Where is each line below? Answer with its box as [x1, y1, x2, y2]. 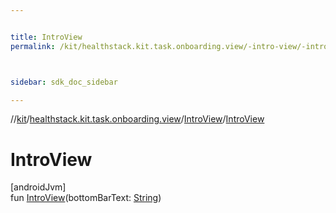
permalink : [10, 41, 56, 51]
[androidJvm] [10, 181, 67, 193]
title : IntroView [10, 32, 83, 42]
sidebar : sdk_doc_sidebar [10, 77, 118, 87]
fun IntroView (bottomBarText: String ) [10, 192, 162, 204]
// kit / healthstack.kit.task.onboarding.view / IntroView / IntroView [10, 113, 265, 125]
